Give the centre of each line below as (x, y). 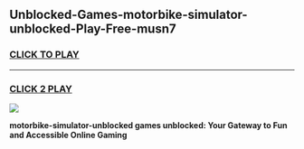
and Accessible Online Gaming (68, 135)
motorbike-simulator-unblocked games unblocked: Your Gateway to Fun (148, 125)
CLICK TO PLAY (44, 55)
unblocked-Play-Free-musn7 (93, 29)
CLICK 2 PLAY (41, 88)
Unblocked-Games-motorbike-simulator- (128, 15)
